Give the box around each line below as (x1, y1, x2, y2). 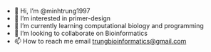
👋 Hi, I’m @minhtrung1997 (14, 7, 91, 15)
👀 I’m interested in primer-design (14, 14, 111, 22)
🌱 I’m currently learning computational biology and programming (14, 22, 205, 30)
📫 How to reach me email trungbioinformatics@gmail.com (14, 37, 187, 45)
